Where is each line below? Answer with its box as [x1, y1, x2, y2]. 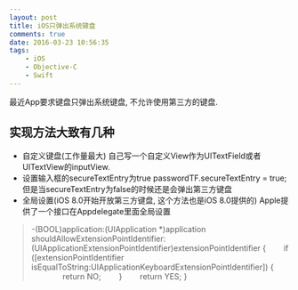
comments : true [9, 29, 66, 38]
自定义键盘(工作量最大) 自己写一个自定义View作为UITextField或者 [21, 150, 262, 161]
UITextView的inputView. [21, 161, 110, 172]
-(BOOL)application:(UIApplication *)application [30, 223, 206, 234]
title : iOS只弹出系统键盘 [9, 21, 96, 30]
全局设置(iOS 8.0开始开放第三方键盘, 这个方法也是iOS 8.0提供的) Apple [21, 195, 282, 205]
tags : [9, 46, 29, 55]
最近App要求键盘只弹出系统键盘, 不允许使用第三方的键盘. [9, 96, 218, 107]
